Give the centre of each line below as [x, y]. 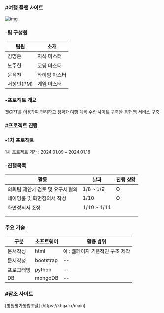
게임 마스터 [50, 84]
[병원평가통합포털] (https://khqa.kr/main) [45, 305]
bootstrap [47, 260]
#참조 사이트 [19, 294]
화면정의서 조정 [24, 208]
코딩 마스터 [50, 65]
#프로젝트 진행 [21, 125]
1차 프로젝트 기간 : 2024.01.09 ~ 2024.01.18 [48, 152]
